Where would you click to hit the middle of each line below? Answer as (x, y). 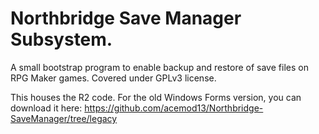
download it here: (46, 108)
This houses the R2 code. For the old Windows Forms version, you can (156, 97)
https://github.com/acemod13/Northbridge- (174, 108)
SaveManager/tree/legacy (64, 118)
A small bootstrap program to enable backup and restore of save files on (159, 67)
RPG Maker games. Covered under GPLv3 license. (113, 78)
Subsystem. (61, 39)
